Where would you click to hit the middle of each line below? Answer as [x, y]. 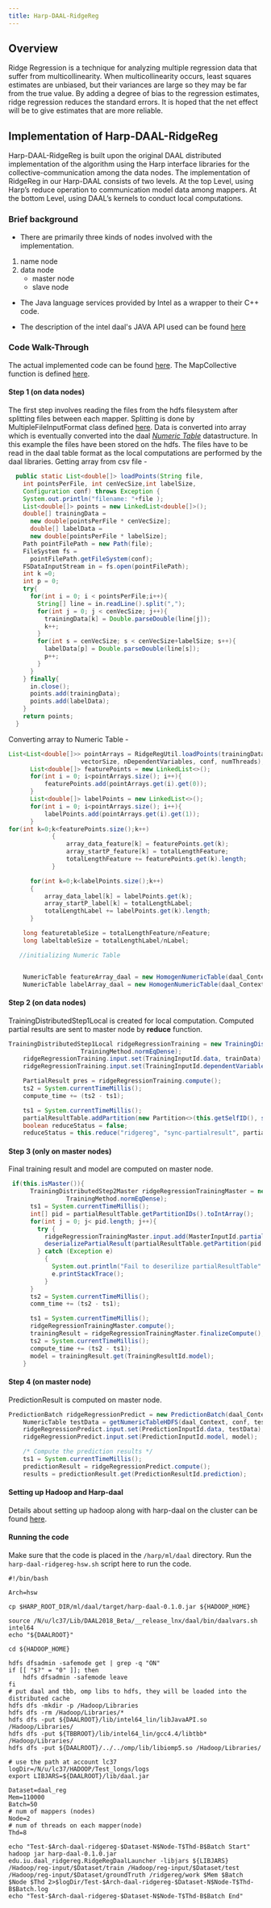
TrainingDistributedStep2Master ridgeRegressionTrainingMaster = [142, 1192]
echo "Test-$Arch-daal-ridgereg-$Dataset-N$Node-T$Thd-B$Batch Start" [129, 1847]
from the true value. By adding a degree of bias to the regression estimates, [134, 94]
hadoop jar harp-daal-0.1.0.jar [63, 1854]
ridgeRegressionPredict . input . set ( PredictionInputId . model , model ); [140, 1437]
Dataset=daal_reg [38, 1791]
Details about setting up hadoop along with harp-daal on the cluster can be [133, 1510]
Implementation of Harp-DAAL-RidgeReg [113, 136]
